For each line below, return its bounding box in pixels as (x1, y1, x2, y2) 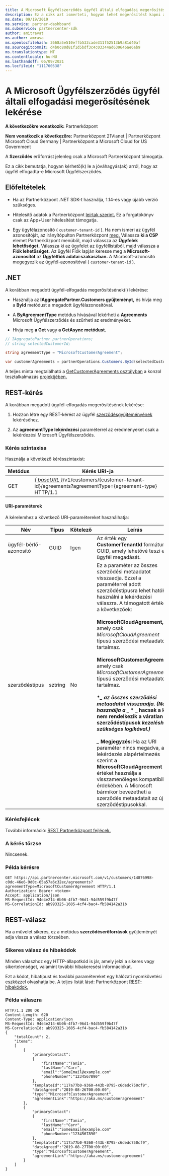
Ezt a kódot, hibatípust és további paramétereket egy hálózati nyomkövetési (5, 973, 162, 979)
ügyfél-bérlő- (8, 541, 42, 548)
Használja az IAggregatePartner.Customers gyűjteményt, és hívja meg (12, 297, 162, 303)
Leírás (127, 526, 142, 533)
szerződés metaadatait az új (96, 794, 163, 801)
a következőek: (96, 606, 132, 613)
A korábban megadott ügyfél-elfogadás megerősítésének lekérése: (5, 402, 144, 408)
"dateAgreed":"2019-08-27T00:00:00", (32, 1144, 112, 1149)
